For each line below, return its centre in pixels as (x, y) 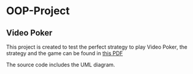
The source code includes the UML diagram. (61, 65)
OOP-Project (38, 11)
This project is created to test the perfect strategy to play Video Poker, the (97, 47)
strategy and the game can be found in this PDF (65, 53)
